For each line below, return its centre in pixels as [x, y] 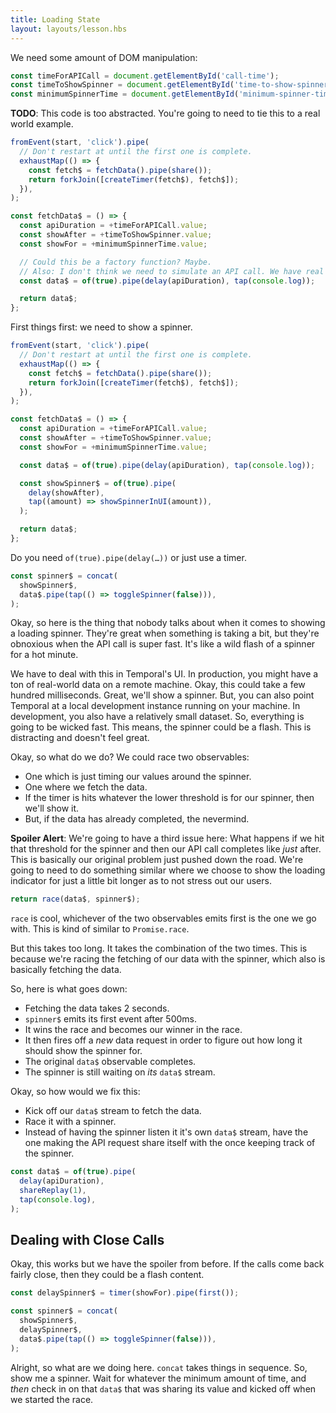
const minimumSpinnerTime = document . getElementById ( [125, 94]
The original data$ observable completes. [110, 1062]
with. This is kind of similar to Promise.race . [100, 929]
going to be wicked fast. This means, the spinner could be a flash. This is [161, 727]
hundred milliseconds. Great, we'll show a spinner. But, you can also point [162, 695]
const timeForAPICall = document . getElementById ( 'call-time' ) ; [145, 76]
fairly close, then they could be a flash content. [107, 1275]
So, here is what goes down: [69, 989]
